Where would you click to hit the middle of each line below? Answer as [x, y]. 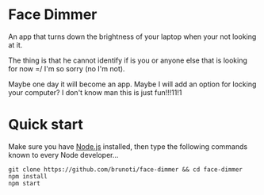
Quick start [46, 125]
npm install [28, 176]
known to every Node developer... [63, 155]
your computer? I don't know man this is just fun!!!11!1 [95, 92]
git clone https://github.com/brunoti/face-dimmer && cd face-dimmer [126, 169]
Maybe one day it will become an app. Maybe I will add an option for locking [132, 84]
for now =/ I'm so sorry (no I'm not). [67, 68]
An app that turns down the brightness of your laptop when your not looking [132, 36]
